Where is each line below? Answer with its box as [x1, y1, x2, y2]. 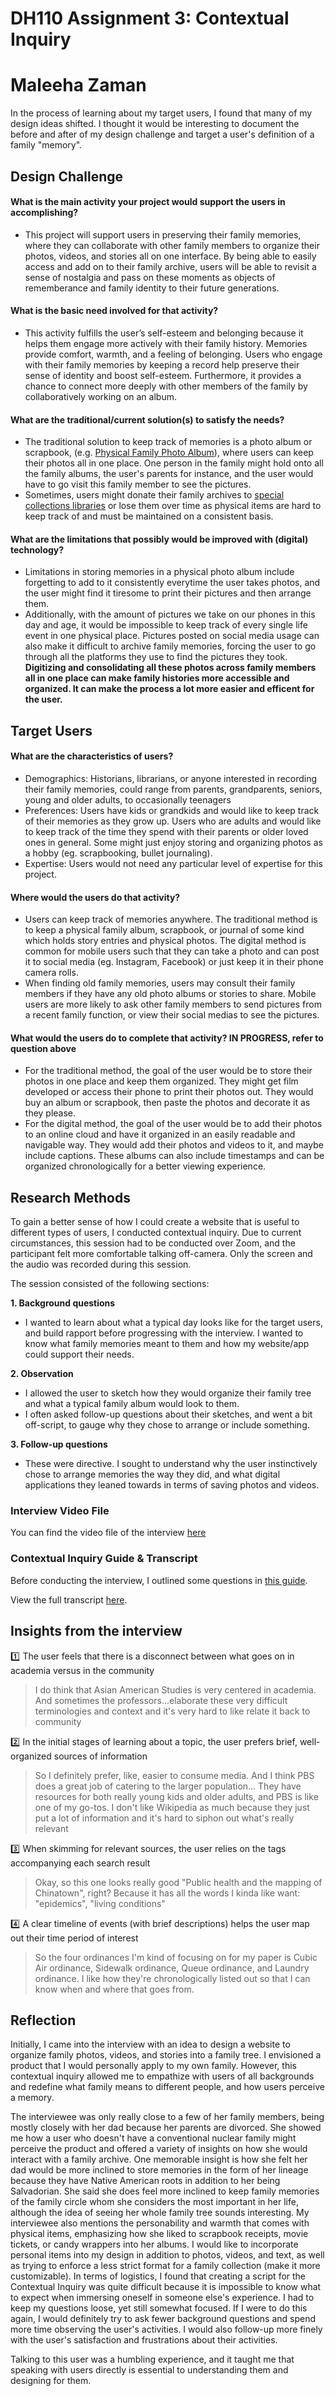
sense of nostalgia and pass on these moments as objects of [24, 271, 276, 283]
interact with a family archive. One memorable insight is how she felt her [10, 2153, 308, 2166]
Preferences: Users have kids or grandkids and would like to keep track [24, 804, 320, 816]
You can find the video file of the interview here [10, 1527, 207, 1539]
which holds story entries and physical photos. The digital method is [24, 935, 307, 947]
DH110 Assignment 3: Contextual [10, 7, 290, 30]
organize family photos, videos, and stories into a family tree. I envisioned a [10, 2049, 322, 2061]
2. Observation [10, 1368, 74, 1380]
